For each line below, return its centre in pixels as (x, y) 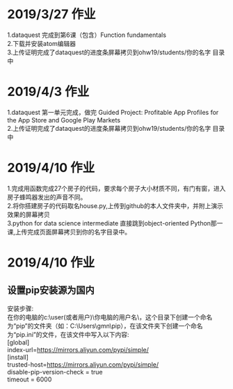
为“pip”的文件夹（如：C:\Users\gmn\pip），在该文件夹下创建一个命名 (105, 326)
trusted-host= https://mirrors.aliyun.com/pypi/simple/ (83, 364)
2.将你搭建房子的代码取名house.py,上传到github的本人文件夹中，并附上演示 (115, 205)
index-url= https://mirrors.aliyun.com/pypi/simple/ (78, 349)
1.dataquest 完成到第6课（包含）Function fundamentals (87, 35)
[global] (18, 342)
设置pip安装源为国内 (51, 291)
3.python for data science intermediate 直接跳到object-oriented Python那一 (115, 223)
